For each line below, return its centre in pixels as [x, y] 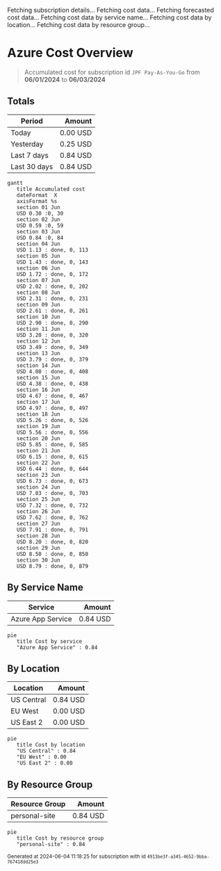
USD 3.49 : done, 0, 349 [52, 347]
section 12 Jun [38, 341]
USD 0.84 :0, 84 [40, 238]
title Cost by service [49, 641]
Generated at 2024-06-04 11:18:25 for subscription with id [76, 857]
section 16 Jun [38, 390]
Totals [21, 101]
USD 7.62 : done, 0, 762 [52, 517]
